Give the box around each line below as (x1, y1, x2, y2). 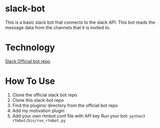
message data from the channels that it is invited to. (5, 24, 111, 30)
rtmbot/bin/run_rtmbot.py (12, 118, 66, 123)
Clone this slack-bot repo (12, 97, 64, 103)
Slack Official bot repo (5, 58, 50, 64)
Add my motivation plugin (12, 107, 65, 114)
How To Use (5, 76, 55, 87)
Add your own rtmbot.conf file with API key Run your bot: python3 (12, 113, 146, 119)
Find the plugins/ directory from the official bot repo (12, 102, 118, 108)
